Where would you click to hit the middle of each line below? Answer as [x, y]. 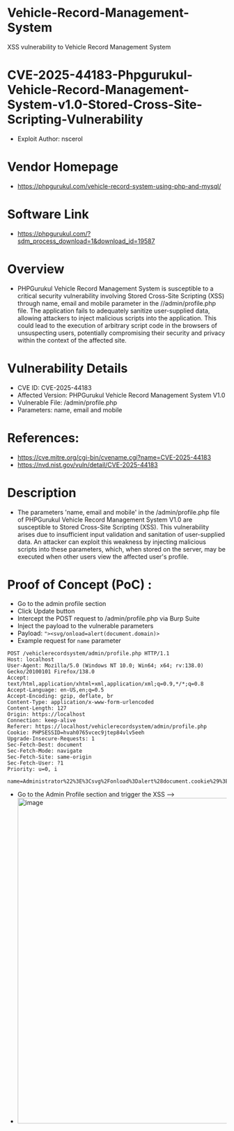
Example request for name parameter [69, 641]
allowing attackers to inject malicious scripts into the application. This [117, 318]
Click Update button [46, 611]
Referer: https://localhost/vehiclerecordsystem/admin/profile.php [107, 727]
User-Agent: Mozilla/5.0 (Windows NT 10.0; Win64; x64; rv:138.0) [106, 666]
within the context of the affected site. [72, 340]
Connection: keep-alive [42, 721]
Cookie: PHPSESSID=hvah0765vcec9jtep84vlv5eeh [76, 733]
